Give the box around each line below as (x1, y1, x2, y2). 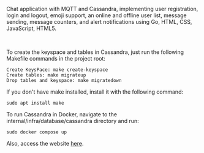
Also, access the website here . (6, 140, 84, 147)
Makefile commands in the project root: (6, 55, 106, 62)
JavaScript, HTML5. (6, 24, 57, 32)
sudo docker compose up (6, 129, 67, 135)
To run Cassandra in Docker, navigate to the (6, 111, 118, 118)
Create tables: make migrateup (6, 72, 86, 78)
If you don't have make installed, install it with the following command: (6, 88, 184, 95)
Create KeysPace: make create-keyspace (6, 67, 108, 73)
